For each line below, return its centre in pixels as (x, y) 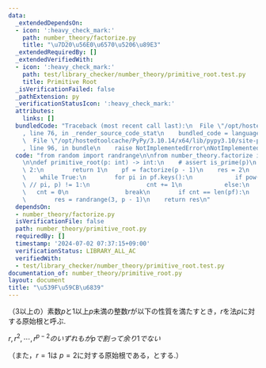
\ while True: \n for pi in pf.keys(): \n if (133, 178)
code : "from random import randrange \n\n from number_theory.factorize (134, 155)
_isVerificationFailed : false (65, 89)
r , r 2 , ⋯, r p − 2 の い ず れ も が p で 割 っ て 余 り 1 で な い (84, 338)
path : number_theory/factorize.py (79, 38)
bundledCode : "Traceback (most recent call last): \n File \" (120, 126)
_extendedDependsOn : (49, 23)
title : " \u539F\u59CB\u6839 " (56, 288)
